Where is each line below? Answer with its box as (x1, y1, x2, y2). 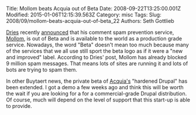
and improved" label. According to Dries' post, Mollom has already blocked (6, 54, 187, 60)
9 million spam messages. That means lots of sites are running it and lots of (6, 60, 188, 67)
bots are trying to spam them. (6, 66, 78, 73)
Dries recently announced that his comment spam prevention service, (6, 29, 174, 36)
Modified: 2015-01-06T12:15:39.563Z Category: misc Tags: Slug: (6, 11, 162, 18)
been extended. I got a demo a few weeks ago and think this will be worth (6, 84, 184, 90)
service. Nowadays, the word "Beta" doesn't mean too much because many (6, 41, 189, 48)
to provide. (6, 103, 32, 109)
